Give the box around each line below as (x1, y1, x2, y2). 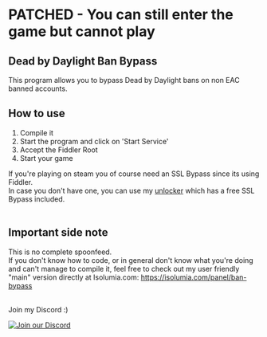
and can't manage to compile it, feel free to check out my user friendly (8, 264, 240, 273)
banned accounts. (8, 84, 68, 93)
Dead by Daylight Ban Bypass (8, 54, 158, 68)
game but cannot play (8, 22, 155, 41)
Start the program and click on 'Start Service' (19, 136, 169, 146)
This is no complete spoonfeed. (8, 247, 112, 257)
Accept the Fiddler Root (19, 145, 98, 155)
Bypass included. (8, 194, 65, 204)
